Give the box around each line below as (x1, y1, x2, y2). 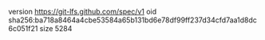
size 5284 (39, 24, 73, 33)
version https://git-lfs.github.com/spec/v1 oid (8, 7, 157, 16)
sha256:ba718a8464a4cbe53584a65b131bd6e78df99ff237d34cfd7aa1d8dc (8, 15, 258, 25)
